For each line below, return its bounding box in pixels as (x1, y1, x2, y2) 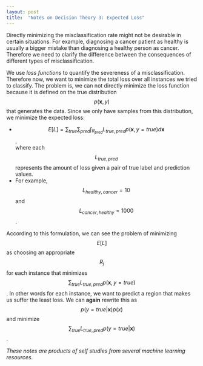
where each (15, 143, 45, 151)
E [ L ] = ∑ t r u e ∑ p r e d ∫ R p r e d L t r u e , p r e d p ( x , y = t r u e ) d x (48, 125, 165, 135)
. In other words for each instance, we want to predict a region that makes (6, 289, 191, 297)
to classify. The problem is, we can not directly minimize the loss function (6, 81, 190, 89)
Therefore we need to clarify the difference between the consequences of (6, 50, 192, 58)
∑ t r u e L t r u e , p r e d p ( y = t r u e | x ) (68, 325, 135, 333)
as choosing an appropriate (6, 249, 75, 256)
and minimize (6, 315, 40, 322)
